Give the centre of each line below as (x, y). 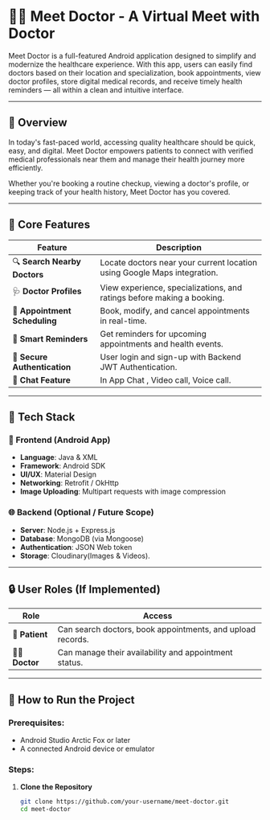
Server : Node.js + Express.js (67, 530)
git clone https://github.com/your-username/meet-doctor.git (125, 802)
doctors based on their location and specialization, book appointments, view (135, 72)
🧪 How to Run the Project (72, 700)
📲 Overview (38, 123)
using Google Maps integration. (159, 273)
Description (179, 247)
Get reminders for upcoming (153, 334)
